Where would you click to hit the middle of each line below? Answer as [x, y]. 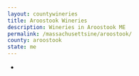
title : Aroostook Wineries [47, 21]
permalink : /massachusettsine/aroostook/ [70, 34]
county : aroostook [35, 40]
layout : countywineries [43, 14]
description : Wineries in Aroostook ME [67, 27]
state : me [22, 47]
